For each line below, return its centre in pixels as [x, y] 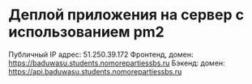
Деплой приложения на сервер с [126, 15]
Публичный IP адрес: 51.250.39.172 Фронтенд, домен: [101, 54]
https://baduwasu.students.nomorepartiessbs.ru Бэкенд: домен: [117, 63]
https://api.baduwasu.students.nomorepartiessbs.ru [95, 71]
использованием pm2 [86, 32]
